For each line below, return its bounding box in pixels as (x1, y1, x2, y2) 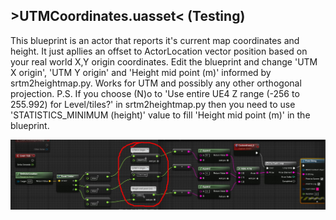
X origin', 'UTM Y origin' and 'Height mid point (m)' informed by (10, 66, 272, 78)
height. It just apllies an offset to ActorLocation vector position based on (10, 45, 308, 57)
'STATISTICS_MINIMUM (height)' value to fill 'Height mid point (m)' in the (10, 109, 311, 121)
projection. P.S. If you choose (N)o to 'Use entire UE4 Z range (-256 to (10, 87, 300, 99)
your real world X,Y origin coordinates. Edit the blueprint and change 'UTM (10, 55, 318, 68)
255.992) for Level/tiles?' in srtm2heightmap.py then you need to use (10, 98, 296, 110)
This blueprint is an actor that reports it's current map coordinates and (10, 34, 300, 46)
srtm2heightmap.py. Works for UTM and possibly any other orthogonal (10, 77, 302, 89)
